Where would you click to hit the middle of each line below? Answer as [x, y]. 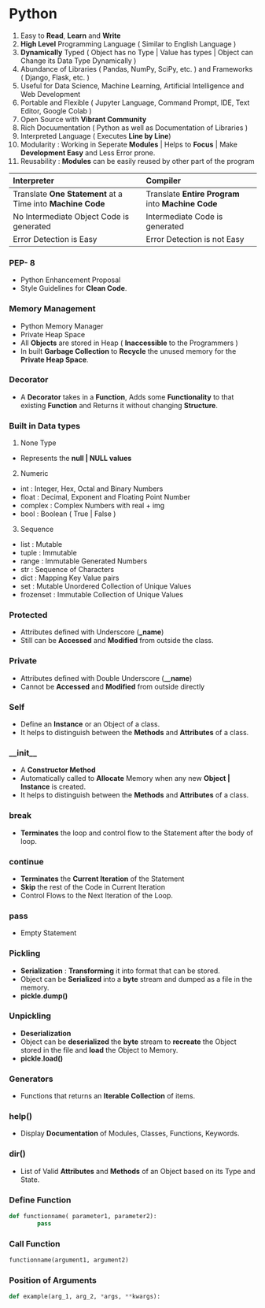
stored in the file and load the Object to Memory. [99, 1050]
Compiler [164, 180]
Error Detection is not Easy [195, 239]
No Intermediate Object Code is [71, 216]
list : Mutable [41, 544]
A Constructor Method [58, 770]
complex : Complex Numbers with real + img [92, 506]
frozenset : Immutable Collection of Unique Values [102, 595]
